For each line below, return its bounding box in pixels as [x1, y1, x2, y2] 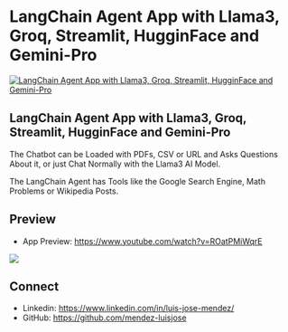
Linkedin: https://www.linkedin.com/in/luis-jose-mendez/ [22, 303, 235, 314]
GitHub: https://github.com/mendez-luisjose [22, 312, 187, 323]
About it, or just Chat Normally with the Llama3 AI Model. [9, 158, 221, 169]
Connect [9, 279, 60, 294]
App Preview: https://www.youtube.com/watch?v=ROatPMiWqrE [22, 235, 263, 246]
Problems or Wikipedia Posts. [9, 185, 119, 196]
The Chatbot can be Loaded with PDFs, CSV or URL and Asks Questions [9, 148, 278, 159]
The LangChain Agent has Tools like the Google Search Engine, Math [9, 175, 266, 186]
